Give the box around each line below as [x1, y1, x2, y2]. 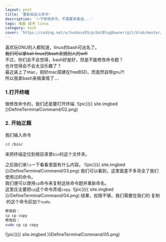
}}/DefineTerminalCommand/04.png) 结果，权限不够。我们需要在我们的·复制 [5, 193, 160, 199]
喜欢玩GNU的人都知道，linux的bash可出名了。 [5, 44, 100, 50]
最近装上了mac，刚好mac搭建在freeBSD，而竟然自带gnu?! [5, 69, 124, 75]
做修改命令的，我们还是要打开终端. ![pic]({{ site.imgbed [5, 101, 118, 107]
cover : [5, 30, 19, 35]
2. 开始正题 [5, 120, 32, 126]
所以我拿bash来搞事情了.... [5, 75, 59, 81]
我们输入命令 [5, 132, 31, 138]
